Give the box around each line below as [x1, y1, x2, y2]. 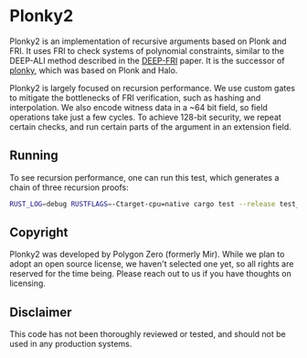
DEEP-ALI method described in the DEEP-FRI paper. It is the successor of [9, 55, 285, 66]
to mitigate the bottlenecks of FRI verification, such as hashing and [9, 92, 261, 103]
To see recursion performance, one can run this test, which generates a [9, 172, 280, 183]
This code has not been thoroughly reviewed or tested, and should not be [9, 329, 286, 340]
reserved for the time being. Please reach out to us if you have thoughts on [9, 268, 292, 279]
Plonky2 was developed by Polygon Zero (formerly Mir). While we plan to [9, 248, 285, 260]
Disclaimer [9, 304, 72, 320]
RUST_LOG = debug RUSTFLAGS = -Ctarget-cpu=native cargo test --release [9, 199, 276, 208]
